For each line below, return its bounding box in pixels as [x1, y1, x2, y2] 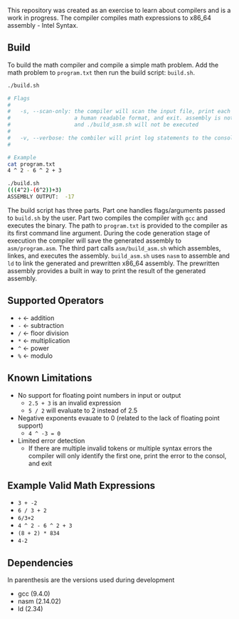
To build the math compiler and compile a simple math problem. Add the [7, 60, 219, 69]
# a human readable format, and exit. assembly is [7, 115, 221, 122]
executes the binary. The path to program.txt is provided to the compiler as [7, 221, 228, 230]
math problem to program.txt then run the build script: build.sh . [7, 68, 196, 77]
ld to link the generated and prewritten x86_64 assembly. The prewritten [7, 259, 220, 268]
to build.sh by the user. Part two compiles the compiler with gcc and [7, 213, 208, 222]
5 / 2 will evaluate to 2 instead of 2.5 [28, 406, 138, 415]
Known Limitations [7, 372, 92, 384]
